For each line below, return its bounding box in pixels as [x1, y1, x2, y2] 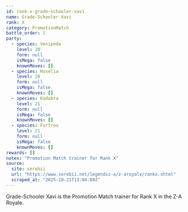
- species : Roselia [11, 68, 59, 74]
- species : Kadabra [11, 95, 59, 101]
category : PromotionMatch [6, 25, 69, 31]
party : [6, 36, 22, 41]
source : [6, 161, 25, 166]
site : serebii [11, 166, 46, 172]
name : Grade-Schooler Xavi [6, 14, 72, 20]
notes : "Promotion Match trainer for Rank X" [6, 155, 119, 161]
